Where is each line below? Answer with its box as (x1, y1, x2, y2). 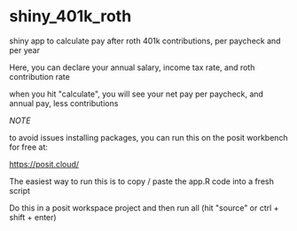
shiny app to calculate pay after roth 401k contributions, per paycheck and (9, 35, 281, 46)
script (9, 185, 31, 196)
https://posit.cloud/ (9, 158, 80, 169)
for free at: (9, 142, 49, 152)
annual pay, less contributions (9, 97, 119, 108)
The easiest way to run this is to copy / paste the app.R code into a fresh (9, 175, 275, 187)
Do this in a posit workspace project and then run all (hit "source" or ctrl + (9, 202, 279, 213)
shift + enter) (9, 212, 57, 222)
